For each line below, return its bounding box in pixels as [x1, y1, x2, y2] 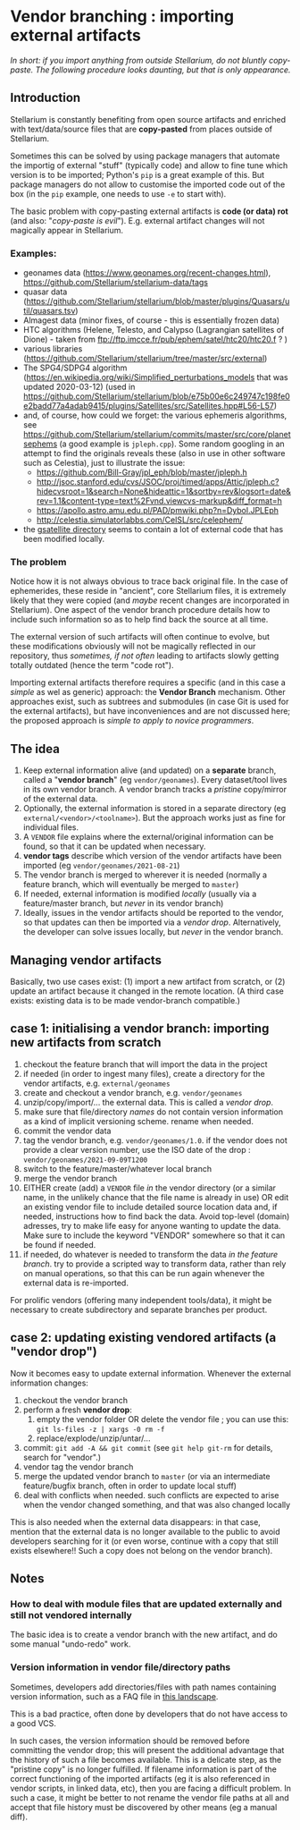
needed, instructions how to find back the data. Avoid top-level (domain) [22, 1210, 290, 1222]
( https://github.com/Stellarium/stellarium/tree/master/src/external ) [22, 353, 268, 364]
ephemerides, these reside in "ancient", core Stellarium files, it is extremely [10, 586, 287, 597]
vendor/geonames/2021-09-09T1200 [22, 1156, 148, 1165]
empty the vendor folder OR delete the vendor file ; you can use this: [36, 1413, 289, 1424]
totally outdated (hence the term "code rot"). [10, 660, 174, 671]
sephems [22, 438, 58, 449]
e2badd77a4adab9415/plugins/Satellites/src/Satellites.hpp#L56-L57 [22, 401, 275, 411]
